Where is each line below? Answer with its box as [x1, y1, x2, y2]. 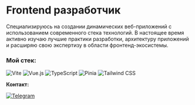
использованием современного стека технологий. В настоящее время [6, 29, 184, 36]
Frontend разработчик [6, 4, 121, 17]
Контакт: [6, 81, 29, 88]
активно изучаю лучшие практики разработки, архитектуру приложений [6, 35, 189, 42]
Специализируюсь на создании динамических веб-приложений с [6, 23, 172, 30]
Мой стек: [6, 56, 36, 65]
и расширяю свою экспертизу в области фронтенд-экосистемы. [6, 42, 169, 49]
